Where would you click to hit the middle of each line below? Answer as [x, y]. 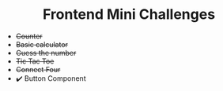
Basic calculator [42, 44]
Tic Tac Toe [35, 61]
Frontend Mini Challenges [129, 15]
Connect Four [38, 69]
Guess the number [46, 53]
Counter [29, 36]
